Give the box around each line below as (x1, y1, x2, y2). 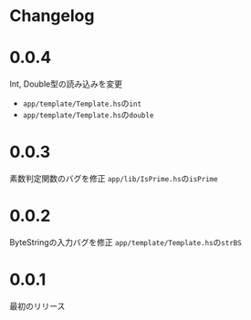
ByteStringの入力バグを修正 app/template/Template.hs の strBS (9, 237, 242, 247)
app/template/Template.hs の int (22, 98, 142, 109)
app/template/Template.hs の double (22, 109, 154, 120)
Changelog (9, 5, 95, 26)
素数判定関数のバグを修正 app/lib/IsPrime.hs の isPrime (9, 173, 218, 184)
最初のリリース (9, 300, 66, 311)
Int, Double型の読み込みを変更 (9, 78, 123, 89)
